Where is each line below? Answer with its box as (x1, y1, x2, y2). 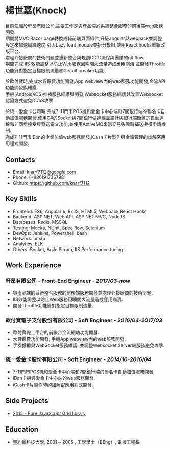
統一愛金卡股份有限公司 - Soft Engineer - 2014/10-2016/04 (5, 356, 152, 363)
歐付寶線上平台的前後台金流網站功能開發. (12, 329, 100, 335)
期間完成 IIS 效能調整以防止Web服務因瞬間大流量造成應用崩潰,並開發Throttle (5, 61, 166, 67)
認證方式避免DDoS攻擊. (5, 97, 55, 103)
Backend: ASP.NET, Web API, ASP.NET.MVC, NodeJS (12, 213, 126, 220)
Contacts (5, 155, 36, 164)
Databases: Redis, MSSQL (12, 219, 68, 225)
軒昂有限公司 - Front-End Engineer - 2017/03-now (5, 277, 131, 284)
